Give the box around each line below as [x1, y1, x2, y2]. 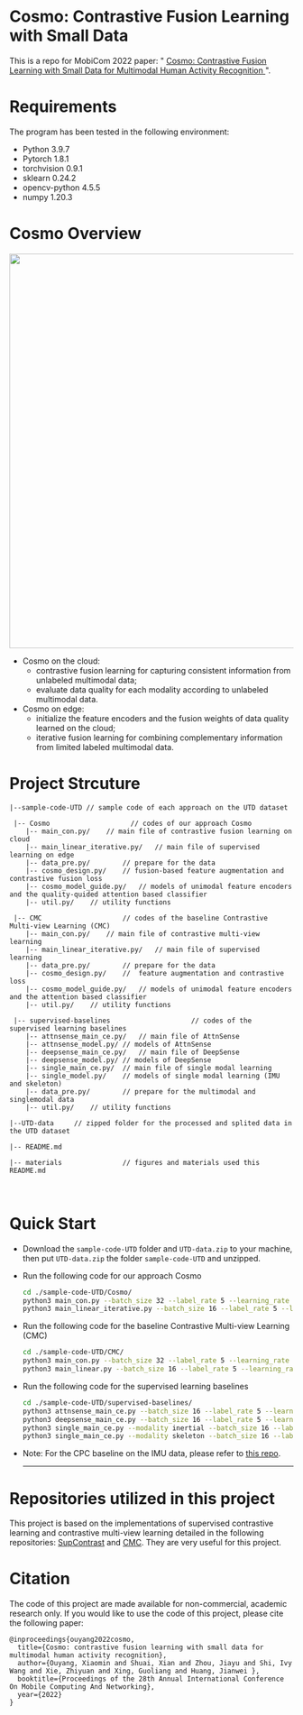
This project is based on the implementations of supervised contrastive [9, 1518, 274, 1529]
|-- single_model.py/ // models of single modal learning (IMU [25, 1071, 280, 1080]
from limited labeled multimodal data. [35, 741, 174, 752]
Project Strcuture [9, 774, 141, 793]
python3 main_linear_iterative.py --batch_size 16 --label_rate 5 [22, 1305, 278, 1314]
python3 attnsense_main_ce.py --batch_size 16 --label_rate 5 [22, 1407, 262, 1416]
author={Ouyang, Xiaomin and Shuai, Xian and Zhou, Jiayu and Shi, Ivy [17, 1659, 293, 1668]
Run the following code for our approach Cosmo [22, 1270, 202, 1281]
